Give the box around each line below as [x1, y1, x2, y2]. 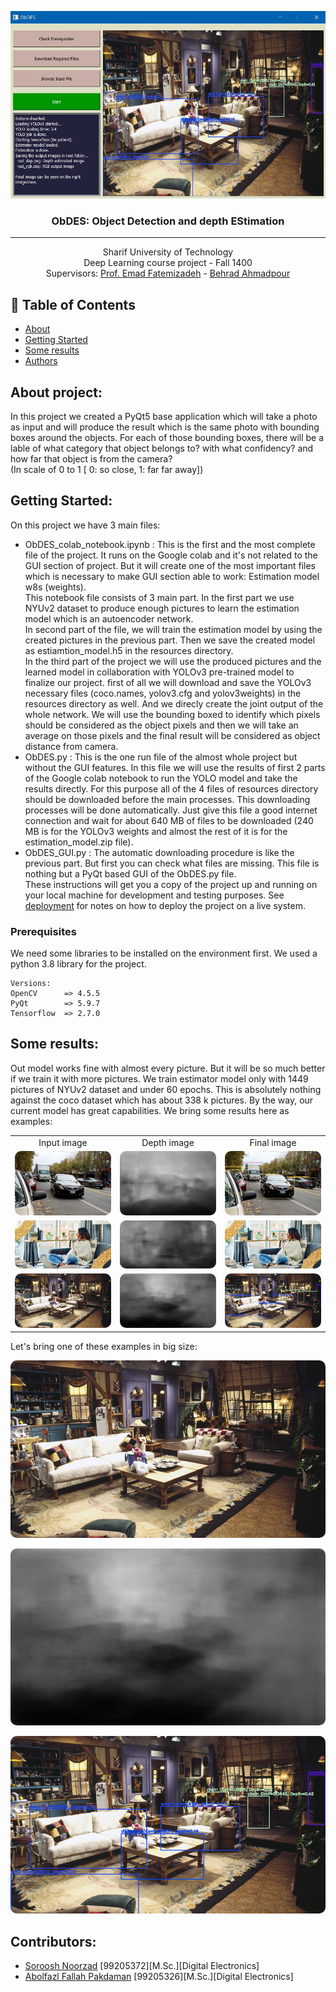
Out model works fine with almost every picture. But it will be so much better [10, 1062, 326, 1074]
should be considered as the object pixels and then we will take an [24, 719, 299, 731]
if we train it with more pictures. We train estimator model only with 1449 [10, 1072, 309, 1085]
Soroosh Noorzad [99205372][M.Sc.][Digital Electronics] [24, 1960, 260, 1972]
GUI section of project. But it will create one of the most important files [24, 559, 316, 571]
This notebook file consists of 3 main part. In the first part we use [24, 591, 295, 603]
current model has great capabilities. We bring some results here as [10, 1104, 290, 1116]
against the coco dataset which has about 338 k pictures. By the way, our [10, 1094, 314, 1106]
